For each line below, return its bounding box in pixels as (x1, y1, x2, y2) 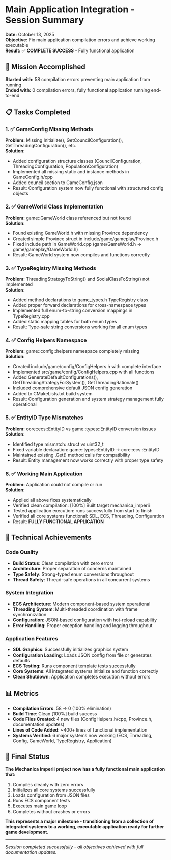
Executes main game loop (12, 803, 67, 809)
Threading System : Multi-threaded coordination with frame (12, 606, 138, 612)
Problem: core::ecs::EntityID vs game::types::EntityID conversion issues (5, 426, 156, 432)
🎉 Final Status (5, 752, 50, 761)
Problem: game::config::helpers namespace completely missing (5, 348, 140, 354)
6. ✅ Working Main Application (5, 470, 83, 477)
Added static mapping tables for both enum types (12, 319, 117, 325)
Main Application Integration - (5, 4, 135, 15)
